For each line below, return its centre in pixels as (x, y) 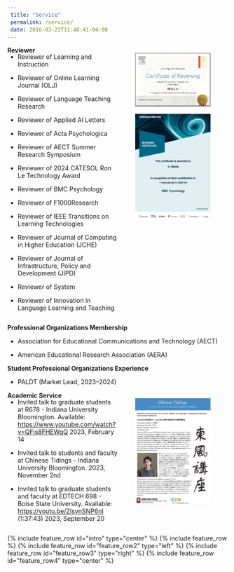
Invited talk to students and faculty (67, 453)
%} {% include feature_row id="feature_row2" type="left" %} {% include (112, 546)
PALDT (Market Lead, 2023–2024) (67, 382)
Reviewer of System (46, 287)
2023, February (92, 432)
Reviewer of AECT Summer (57, 147)
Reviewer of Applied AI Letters (61, 120)
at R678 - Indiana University (58, 409)
